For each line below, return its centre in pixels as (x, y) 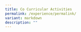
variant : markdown (23, 18)
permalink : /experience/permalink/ (41, 14)
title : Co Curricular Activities (39, 9)
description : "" (21, 22)
